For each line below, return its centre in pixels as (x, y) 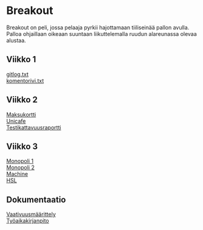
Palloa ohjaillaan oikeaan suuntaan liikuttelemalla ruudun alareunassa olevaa (102, 33)
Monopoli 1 (20, 161)
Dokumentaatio (36, 199)
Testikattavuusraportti (34, 127)
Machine (17, 174)
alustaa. (16, 40)
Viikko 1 (21, 59)
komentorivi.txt (25, 80)
